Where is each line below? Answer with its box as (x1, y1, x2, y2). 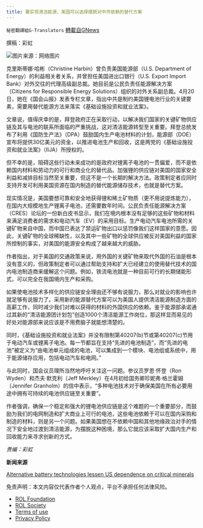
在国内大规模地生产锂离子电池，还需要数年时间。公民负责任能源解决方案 (6, 202, 186, 209)
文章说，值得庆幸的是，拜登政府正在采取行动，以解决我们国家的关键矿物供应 (6, 116, 197, 123)
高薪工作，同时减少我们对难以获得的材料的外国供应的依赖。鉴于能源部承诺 (6, 303, 192, 311)
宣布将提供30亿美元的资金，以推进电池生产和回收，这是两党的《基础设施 (6, 138, 188, 145)
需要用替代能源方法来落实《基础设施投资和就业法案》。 (16, 102, 152, 110)
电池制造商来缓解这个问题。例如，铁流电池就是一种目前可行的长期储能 (11, 268, 186, 275)
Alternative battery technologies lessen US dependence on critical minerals (6, 470, 195, 478)
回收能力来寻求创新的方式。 (6, 432, 76, 440)
